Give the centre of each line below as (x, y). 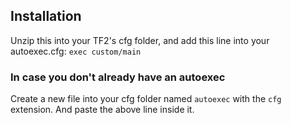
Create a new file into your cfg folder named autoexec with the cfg (146, 99)
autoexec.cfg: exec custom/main (76, 51)
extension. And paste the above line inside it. (102, 110)
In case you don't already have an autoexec (118, 77)
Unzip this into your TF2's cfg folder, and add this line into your (140, 40)
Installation (46, 16)
